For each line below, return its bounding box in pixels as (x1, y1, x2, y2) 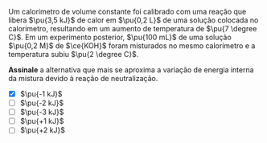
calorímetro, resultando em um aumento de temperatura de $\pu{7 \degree (8, 24, 257, 33)
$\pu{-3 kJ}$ (19, 108, 64, 117)
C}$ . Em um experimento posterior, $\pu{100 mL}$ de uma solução (8, 32, 232, 42)
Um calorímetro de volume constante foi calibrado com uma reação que (8, 7, 247, 16)
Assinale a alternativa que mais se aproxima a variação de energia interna (8, 65, 255, 75)
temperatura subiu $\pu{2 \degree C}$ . (8, 50, 139, 59)
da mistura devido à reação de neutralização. (8, 74, 158, 83)
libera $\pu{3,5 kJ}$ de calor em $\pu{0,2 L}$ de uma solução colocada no (8, 15, 259, 25)
